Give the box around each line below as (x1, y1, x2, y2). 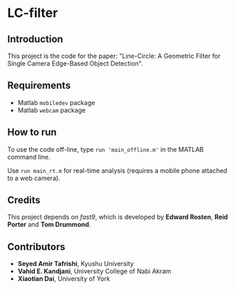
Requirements (7, 80, 71, 92)
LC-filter (7, 5, 58, 21)
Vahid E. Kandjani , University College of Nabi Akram (17, 267, 171, 276)
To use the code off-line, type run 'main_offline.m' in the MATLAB (7, 145, 204, 153)
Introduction (7, 33, 64, 45)
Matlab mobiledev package (17, 98, 96, 107)
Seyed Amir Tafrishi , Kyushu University (17, 260, 134, 268)
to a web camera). (7, 174, 61, 182)
